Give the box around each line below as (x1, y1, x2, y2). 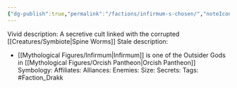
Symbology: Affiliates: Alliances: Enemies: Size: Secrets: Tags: (17, 65, 199, 74)
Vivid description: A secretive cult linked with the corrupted (7, 30, 180, 38)
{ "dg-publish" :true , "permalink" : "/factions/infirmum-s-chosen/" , (7, 10, 203, 18)
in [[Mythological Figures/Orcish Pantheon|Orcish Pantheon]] (17, 58, 196, 67)
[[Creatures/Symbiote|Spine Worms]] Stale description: (7, 37, 169, 46)
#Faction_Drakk (17, 73, 63, 82)
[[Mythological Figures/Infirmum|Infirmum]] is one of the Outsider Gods (17, 51, 226, 59)
